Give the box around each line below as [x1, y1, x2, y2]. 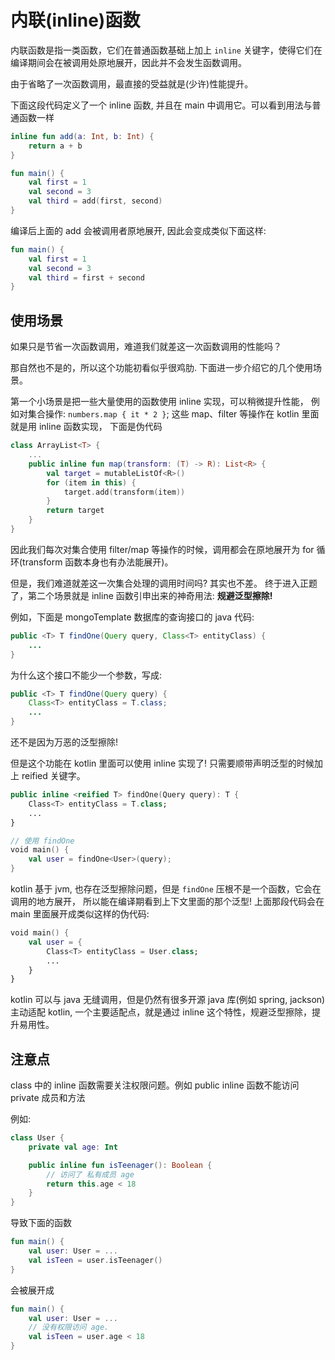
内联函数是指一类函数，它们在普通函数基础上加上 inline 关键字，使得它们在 [10, 44, 323, 56]
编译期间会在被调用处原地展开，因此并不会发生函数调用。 [10, 56, 247, 68]
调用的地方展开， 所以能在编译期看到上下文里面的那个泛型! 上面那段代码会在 [10, 896, 325, 907]
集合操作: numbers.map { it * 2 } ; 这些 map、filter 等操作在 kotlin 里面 [27, 408, 320, 420]
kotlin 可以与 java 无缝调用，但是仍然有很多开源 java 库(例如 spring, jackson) [10, 994, 326, 1006]
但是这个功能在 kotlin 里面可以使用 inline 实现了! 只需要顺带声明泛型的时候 [10, 757, 315, 769]
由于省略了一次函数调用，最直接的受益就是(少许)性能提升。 [10, 77, 254, 90]
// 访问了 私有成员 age [46, 1169, 135, 1180]
